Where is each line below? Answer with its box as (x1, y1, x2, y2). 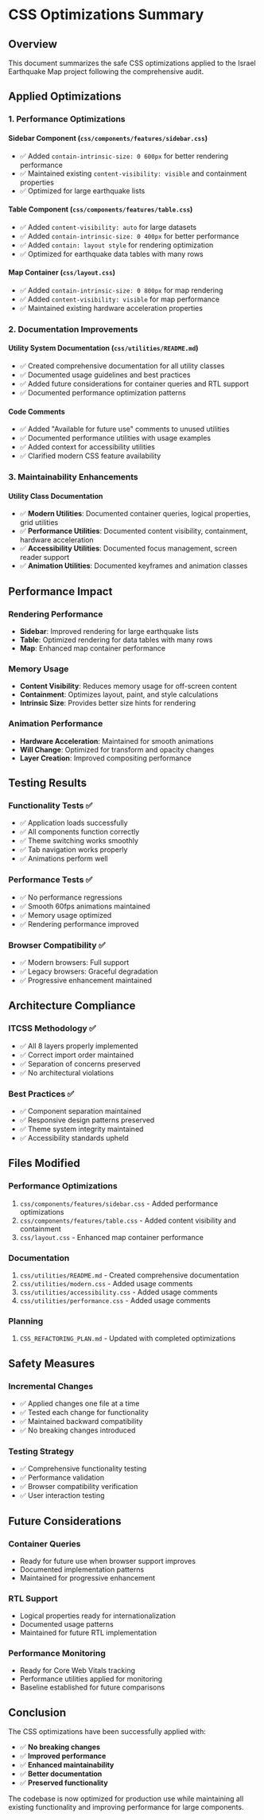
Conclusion (8, 1705, 67, 1719)
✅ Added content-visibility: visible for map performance (19, 294, 220, 304)
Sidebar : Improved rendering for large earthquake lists (19, 627, 199, 636)
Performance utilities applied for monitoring (19, 1674, 163, 1684)
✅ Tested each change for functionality (19, 1407, 149, 1417)
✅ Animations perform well (19, 854, 109, 864)
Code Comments (8, 406, 65, 416)
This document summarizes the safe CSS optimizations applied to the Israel (8, 58, 256, 68)
